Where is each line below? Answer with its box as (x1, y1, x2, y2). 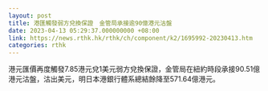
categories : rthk (8, 42, 67, 49)
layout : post (8, 11, 52, 20)
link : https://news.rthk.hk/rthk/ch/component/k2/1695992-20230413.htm (8, 34, 253, 42)
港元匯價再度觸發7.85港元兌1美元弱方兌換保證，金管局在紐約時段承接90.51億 (8, 65, 261, 74)
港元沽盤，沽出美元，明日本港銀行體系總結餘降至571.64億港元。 (8, 74, 221, 84)
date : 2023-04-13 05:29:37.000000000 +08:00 (8, 26, 160, 34)
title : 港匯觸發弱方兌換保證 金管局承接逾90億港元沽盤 (8, 19, 173, 27)
